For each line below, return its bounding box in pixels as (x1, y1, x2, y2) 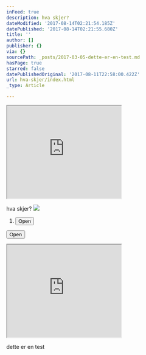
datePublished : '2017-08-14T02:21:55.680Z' (6, 26, 119, 32)
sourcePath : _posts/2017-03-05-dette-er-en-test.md (6, 54, 140, 60)
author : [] (6, 37, 34, 43)
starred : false (6, 65, 45, 72)
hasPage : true (6, 60, 43, 66)
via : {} (6, 49, 26, 55)
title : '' (6, 32, 32, 38)
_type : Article (6, 83, 45, 89)
